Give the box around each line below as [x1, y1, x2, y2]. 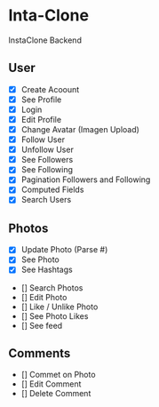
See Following [20, 164, 73, 175]
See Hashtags [20, 264, 73, 275]
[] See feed [20, 320, 63, 331]
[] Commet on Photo [20, 370, 96, 380]
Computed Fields [20, 184, 84, 196]
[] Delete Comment [20, 388, 91, 399]
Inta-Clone [8, 5, 90, 26]
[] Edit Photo [20, 291, 68, 302]
